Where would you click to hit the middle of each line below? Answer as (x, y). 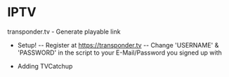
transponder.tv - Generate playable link (64, 31)
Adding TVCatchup (45, 66)
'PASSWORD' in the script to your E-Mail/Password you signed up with (120, 52)
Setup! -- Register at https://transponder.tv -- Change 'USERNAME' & (118, 45)
